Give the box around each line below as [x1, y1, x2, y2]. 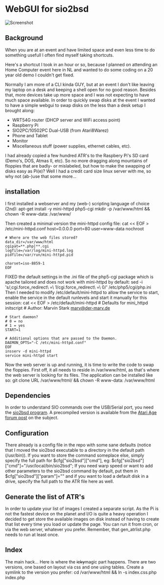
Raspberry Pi [12, 122, 39, 128]
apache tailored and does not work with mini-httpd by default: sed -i [5, 279, 143, 285]
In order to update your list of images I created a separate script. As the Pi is [5, 506, 159, 512]
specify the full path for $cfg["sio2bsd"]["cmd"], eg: [5, 458, 111, 463]
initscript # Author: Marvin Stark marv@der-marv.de [5, 305, 110, 311]
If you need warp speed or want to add [74, 463, 153, 469]
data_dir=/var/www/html [5, 239, 54, 244]
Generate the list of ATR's [5, 492, 85, 501]
